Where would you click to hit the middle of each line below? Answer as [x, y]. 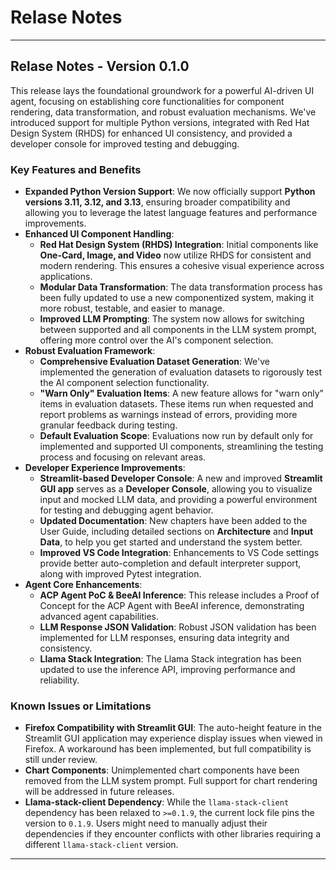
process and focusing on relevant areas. [123, 457]
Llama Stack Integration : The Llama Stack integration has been [170, 659]
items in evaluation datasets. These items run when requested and [176, 404]
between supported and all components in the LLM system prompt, [178, 330]
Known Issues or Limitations [81, 706]
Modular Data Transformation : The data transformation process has [181, 287]
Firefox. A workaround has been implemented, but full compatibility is [168, 749]
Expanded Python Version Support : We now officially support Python [170, 192]
